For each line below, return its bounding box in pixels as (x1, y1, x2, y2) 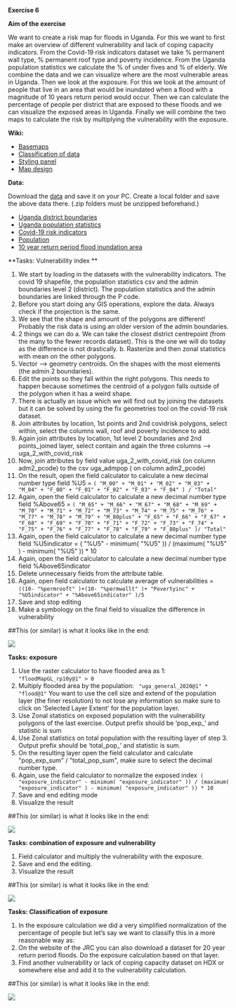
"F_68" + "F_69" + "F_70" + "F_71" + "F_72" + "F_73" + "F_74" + (18, 519, 214, 526)
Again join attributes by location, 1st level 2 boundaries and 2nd (18, 435, 202, 442)
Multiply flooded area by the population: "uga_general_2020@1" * (18, 682, 209, 690)
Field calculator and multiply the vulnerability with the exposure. (18, 852, 204, 861)
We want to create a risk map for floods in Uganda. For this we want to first (8, 33, 225, 41)
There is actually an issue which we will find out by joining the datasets (18, 397, 224, 405)
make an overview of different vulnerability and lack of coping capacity (8, 41, 214, 48)
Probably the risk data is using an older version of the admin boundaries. (18, 322, 229, 331)
